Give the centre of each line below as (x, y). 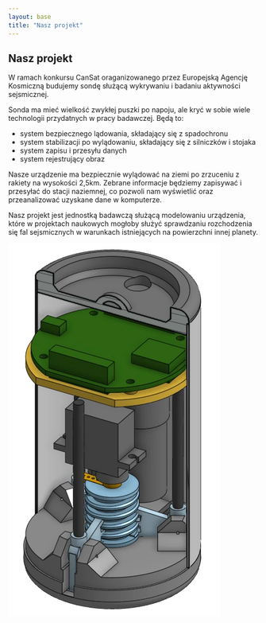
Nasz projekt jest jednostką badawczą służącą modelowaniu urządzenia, (127, 216)
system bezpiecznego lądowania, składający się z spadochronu (124, 134)
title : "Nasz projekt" (46, 25)
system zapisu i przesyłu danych (73, 150)
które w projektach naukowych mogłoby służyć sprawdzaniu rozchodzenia (130, 224)
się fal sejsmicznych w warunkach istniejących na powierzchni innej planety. (133, 232)
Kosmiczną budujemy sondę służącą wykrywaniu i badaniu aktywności (124, 86)
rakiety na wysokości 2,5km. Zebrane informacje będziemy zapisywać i (125, 183)
